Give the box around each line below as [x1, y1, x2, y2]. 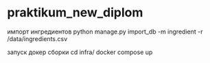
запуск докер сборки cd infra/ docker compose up [7, 48, 153, 56]
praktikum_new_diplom [7, 5, 143, 21]
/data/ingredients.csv [7, 34, 67, 42]
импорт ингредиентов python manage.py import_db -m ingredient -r [7, 27, 203, 36]
